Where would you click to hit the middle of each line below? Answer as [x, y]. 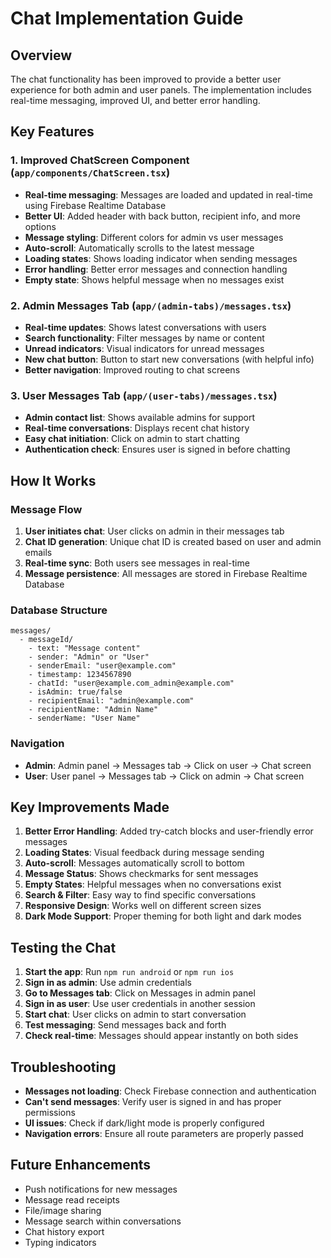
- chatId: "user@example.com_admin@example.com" [131, 683]
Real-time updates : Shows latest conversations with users [145, 327]
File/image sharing [63, 1210]
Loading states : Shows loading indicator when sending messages [161, 258]
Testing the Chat [63, 947]
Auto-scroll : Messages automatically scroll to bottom [134, 863]
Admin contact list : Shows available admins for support [139, 418]
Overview [41, 55]
